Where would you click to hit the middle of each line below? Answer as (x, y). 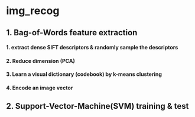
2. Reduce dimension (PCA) (40, 61)
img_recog (33, 11)
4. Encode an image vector (40, 88)
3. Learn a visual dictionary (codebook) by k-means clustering (84, 74)
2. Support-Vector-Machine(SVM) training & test (97, 106)
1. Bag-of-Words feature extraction (72, 33)
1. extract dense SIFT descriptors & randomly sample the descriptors (92, 48)
